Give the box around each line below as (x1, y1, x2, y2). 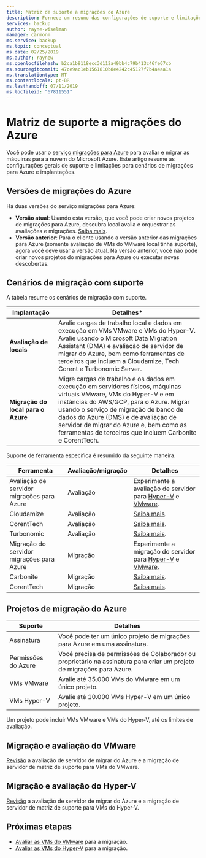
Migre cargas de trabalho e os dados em (58, 375, 175, 384)
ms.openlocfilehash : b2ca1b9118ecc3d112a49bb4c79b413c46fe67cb (6, 60, 172, 66)
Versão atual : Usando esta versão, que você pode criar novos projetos (15, 214, 195, 222)
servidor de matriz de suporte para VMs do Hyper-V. (6, 803, 139, 811)
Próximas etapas (6, 822, 72, 832)
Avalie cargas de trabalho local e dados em (58, 319, 182, 327)
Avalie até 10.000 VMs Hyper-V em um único (58, 693, 191, 701)
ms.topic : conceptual (6, 44, 62, 50)
